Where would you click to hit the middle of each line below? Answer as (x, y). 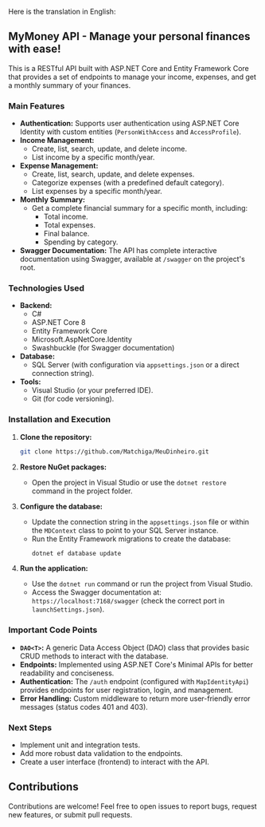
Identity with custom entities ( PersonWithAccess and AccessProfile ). (130, 132)
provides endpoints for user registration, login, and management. (126, 690)
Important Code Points (53, 630)
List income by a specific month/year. (93, 157)
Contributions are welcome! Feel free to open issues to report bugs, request (132, 806)
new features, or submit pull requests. (70, 814)
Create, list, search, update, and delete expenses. (113, 174)
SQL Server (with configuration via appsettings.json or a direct (135, 365)
